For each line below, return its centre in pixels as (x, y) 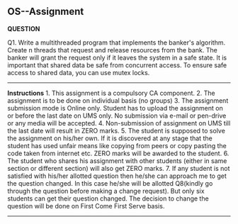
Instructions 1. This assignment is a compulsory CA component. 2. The (111, 93)
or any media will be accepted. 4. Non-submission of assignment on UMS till (119, 123)
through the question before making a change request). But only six (106, 191)
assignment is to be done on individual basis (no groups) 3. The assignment (118, 100)
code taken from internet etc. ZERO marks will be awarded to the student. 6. (118, 153)
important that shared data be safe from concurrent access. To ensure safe (117, 65)
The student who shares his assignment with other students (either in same (117, 161)
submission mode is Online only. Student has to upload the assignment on (115, 108)
